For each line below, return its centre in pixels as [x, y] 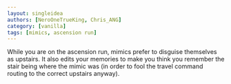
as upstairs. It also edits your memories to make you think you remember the [116, 59]
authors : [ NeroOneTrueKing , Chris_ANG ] [64, 20]
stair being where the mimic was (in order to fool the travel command [105, 66]
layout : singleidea [35, 13]
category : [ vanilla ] [37, 26]
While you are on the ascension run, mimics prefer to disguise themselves [112, 52]
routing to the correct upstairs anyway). [63, 74]
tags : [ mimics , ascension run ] [52, 32]
